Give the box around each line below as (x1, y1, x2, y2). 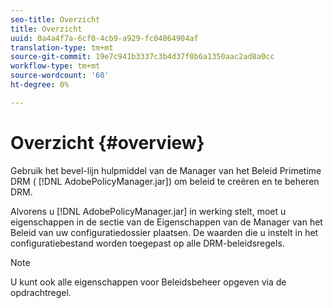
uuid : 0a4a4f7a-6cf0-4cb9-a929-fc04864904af (10, 33, 199, 43)
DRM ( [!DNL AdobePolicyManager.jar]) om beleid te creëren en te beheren (10, 175, 320, 187)
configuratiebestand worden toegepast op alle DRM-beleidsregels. (10, 237, 285, 249)
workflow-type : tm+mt (10, 61, 101, 71)
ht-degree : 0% (10, 80, 70, 90)
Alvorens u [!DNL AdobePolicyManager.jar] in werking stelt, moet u (10, 205, 287, 217)
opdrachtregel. (10, 286, 72, 298)
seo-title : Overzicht (10, 14, 101, 25)
